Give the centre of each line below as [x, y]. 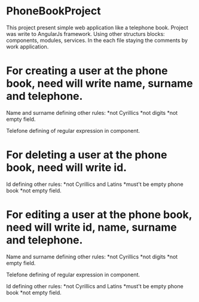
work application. [27, 47]
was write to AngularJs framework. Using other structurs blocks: [86, 33]
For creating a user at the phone [87, 71]
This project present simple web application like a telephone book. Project [97, 28]
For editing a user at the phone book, [99, 215]
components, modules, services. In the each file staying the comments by [97, 40]
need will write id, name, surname [92, 227]
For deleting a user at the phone [87, 155]
